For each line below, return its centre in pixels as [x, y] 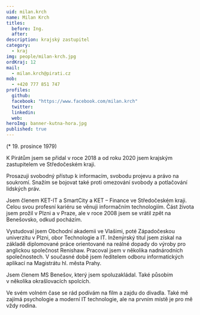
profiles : [19, 90]
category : [19, 46]
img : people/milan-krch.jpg [41, 57]
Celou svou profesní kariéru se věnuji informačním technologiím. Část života [100, 207]
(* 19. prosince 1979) [31, 146]
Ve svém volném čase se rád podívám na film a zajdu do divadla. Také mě [97, 293]
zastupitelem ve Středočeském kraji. [51, 164]
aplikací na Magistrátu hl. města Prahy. [54, 263]
